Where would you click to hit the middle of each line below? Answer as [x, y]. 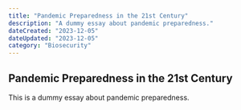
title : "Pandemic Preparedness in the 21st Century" [98, 16]
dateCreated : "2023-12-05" [53, 31]
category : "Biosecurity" [50, 46]
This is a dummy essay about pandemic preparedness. [99, 97]
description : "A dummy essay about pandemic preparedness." [111, 23]
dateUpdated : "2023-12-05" [53, 38]
